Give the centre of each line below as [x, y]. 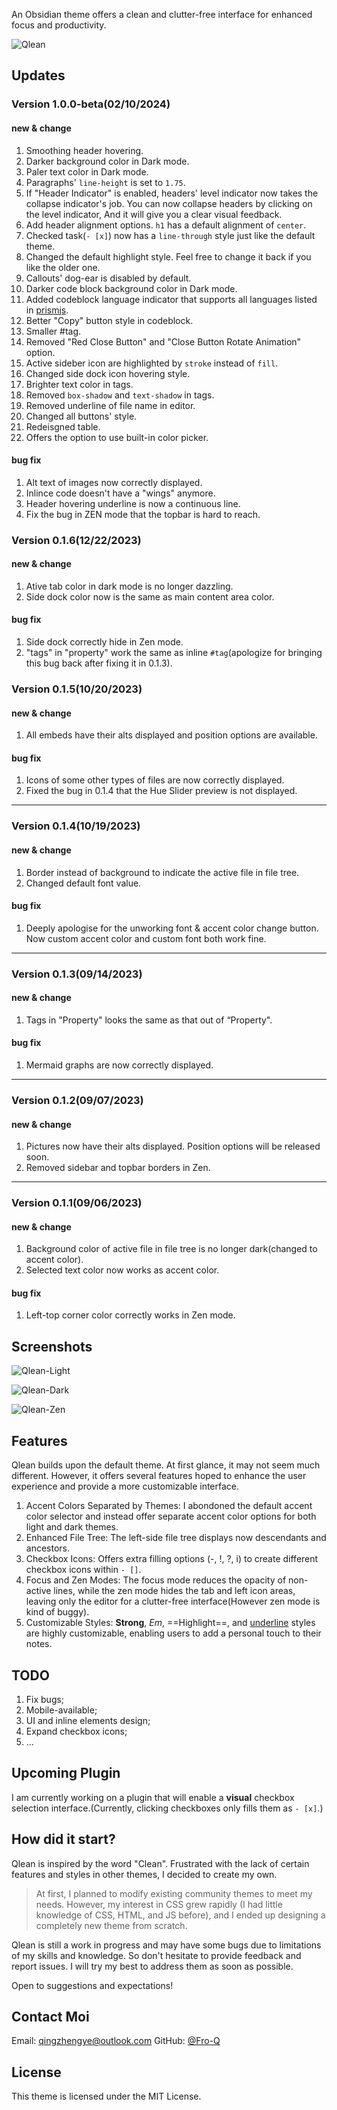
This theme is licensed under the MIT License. [106, 2096]
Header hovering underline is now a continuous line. [133, 503]
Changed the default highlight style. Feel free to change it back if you [168, 256]
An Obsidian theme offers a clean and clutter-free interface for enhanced [162, 14]
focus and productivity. [59, 25]
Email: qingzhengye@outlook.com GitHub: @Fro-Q [116, 2041]
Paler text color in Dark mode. [87, 171]
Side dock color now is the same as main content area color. [150, 596]
